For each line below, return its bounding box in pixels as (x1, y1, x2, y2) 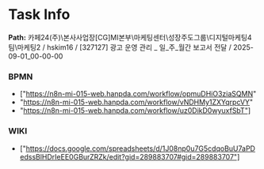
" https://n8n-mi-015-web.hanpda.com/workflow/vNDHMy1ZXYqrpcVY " (19, 97, 254, 107)
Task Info (8, 6, 71, 24)
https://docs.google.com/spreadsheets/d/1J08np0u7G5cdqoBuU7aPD (25, 144, 256, 153)
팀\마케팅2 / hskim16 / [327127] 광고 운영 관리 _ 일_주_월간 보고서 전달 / (8, 42, 232, 52)
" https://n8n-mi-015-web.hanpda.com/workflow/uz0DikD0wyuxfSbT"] (19, 106, 251, 115)
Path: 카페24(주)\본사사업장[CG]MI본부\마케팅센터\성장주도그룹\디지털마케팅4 (8, 32, 252, 42)
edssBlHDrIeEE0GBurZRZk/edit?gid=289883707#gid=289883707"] (19, 152, 240, 161)
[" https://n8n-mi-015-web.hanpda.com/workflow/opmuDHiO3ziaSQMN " (19, 89, 257, 99)
